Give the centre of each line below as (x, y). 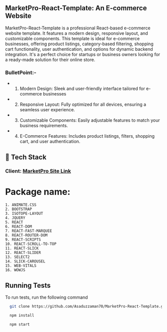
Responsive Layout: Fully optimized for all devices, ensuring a (83, 104)
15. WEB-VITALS (21, 266)
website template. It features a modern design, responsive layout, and (77, 33)
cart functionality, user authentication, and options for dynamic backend (79, 49)
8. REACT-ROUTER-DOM (27, 236)
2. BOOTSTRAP (19, 209)
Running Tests (28, 285)
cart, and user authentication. (50, 142)
